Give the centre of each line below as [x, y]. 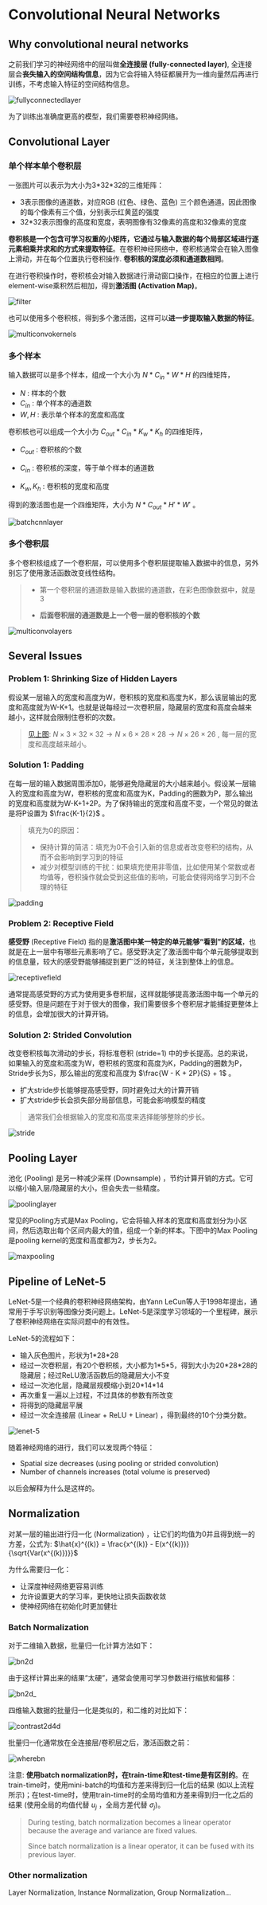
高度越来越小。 [66, 744]
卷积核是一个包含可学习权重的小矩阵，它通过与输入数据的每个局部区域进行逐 [133, 239]
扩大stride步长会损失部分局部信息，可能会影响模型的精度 [113, 1100]
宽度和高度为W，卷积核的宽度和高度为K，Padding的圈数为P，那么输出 [137, 793]
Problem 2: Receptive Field [61, 923]
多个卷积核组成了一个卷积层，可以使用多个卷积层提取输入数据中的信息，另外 [133, 562]
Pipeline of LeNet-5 [57, 1281]
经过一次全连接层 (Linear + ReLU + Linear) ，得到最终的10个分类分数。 [135, 1415]
